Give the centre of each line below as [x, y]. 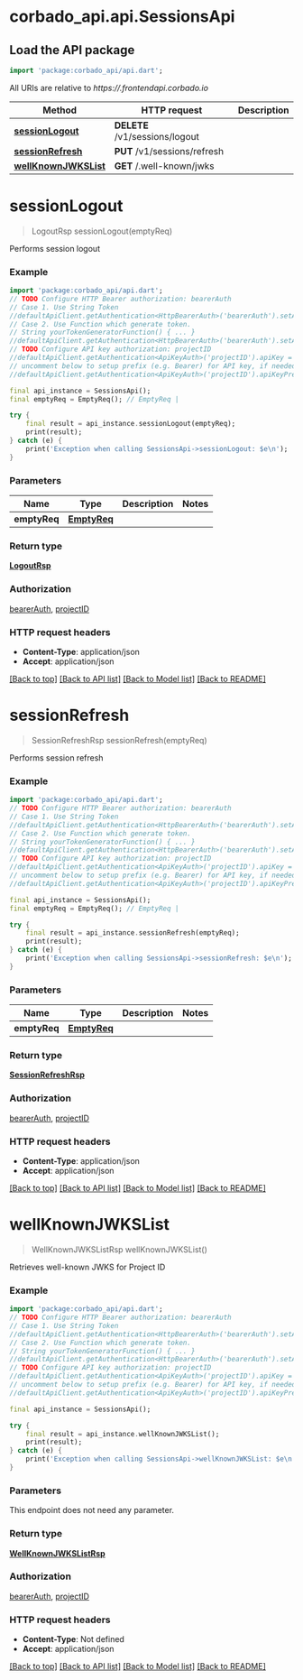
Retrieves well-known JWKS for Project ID [87, 1267]
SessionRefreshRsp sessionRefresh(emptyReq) [119, 740]
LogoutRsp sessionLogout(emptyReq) [102, 231]
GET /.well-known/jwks [164, 166]
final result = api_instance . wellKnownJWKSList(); [123, 1434]
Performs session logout [55, 248]
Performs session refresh [56, 757]
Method [60, 110]
